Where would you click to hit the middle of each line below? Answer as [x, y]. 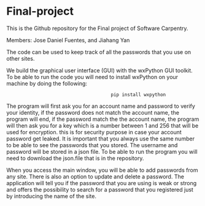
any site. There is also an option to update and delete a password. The [95, 177]
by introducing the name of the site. [52, 196]
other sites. [21, 58]
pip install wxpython [138, 94]
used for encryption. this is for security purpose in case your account [94, 132]
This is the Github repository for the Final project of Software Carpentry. [97, 28]
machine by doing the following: [47, 83]
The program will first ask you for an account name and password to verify [101, 106]
